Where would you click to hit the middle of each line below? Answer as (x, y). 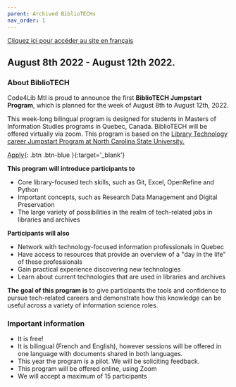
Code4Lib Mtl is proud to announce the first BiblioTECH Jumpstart (105, 98)
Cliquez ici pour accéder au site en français (70, 40)
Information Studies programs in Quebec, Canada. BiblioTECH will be (107, 127)
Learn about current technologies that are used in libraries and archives (122, 277)
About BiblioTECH (38, 82)
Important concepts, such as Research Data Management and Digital (117, 197)
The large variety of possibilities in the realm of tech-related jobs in (115, 212)
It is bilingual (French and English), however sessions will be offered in (119, 346)
